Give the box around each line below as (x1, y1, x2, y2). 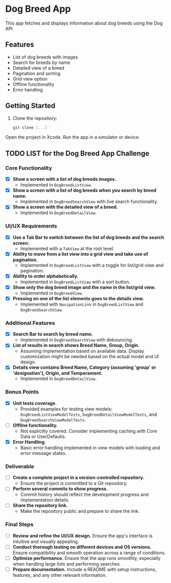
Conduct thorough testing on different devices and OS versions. (12, 544, 152, 550)
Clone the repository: (12, 115, 58, 121)
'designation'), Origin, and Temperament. (12, 370, 103, 377)
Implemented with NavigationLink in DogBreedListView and (20, 301, 144, 307)
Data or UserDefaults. (20, 433, 66, 440)
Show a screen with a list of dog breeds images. (12, 176, 116, 182)
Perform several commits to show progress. (12, 486, 108, 492)
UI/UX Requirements (5, 222, 57, 230)
